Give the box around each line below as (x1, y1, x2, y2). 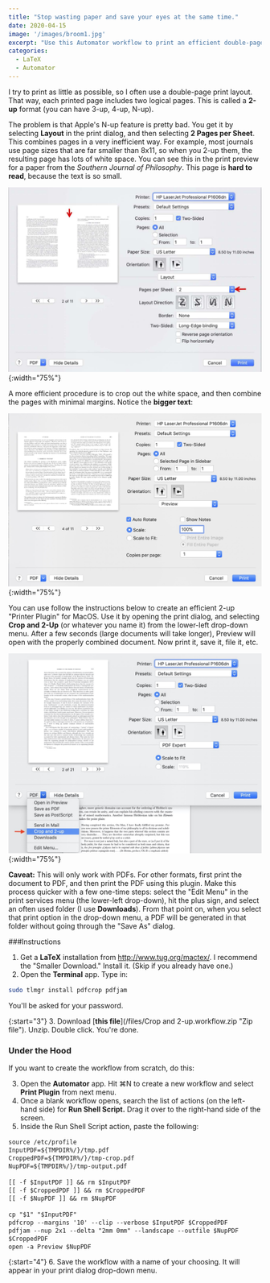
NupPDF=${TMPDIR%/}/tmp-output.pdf (8, 1162, 128, 1171)
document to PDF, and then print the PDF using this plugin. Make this (8, 879, 237, 888)
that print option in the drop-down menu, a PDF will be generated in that (8, 913, 247, 922)
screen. (19, 1113, 46, 1123)
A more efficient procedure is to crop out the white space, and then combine (8, 389, 262, 399)
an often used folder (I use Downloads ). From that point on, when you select (8, 904, 262, 914)
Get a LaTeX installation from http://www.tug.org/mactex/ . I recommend (19, 953, 258, 962)
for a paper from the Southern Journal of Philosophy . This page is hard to (8, 162, 253, 172)
